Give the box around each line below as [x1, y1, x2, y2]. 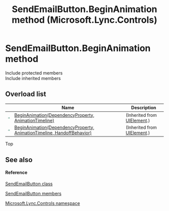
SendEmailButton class [5, 180, 53, 187]
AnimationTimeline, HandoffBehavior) [14, 129, 92, 135]
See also [5, 155, 33, 164]
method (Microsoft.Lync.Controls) [12, 14, 157, 26]
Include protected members [5, 69, 63, 76]
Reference [5, 170, 28, 176]
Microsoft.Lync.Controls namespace [5, 200, 80, 206]
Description [131, 105, 156, 111]
